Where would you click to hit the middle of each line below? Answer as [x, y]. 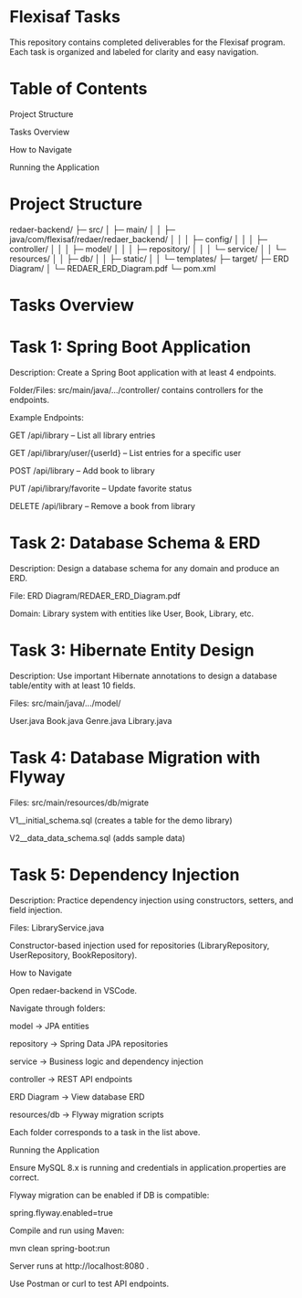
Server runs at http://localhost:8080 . [79, 1266]
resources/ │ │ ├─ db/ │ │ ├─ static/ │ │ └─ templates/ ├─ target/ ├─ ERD [149, 259]
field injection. [36, 910]
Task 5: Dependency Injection [125, 874]
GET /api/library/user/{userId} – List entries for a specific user [125, 452]
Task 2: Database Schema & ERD [135, 543]
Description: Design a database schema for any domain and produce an [145, 568]
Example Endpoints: [47, 417]
